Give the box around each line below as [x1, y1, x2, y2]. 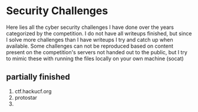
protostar [14, 94, 37, 101]
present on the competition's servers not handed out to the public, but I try [6, 48, 187, 55]
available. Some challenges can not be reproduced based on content [6, 42, 174, 50]
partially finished [6, 72, 70, 82]
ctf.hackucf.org [14, 87, 52, 95]
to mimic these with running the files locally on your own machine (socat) [6, 55, 184, 62]
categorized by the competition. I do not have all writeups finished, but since [6, 29, 192, 37]
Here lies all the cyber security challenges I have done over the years [6, 24, 174, 31]
